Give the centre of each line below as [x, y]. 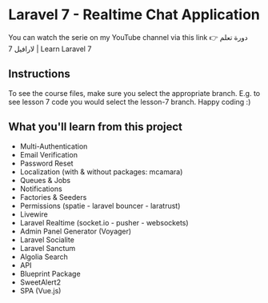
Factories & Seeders [53, 197]
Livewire [34, 214]
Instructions [39, 74]
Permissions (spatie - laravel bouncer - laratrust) [100, 205]
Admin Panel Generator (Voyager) [76, 231]
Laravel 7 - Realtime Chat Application [134, 15]
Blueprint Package [50, 273]
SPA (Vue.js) [40, 290]
